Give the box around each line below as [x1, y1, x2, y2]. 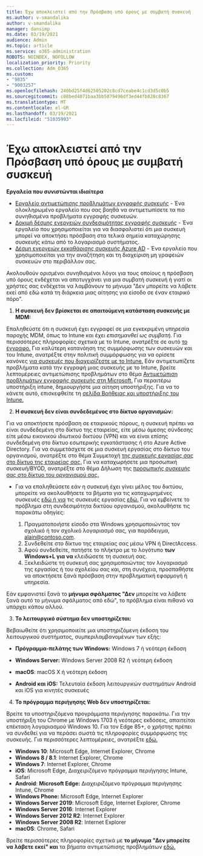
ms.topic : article [6, 43, 53, 49]
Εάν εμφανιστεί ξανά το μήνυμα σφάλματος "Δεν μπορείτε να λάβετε [6, 590, 187, 598]
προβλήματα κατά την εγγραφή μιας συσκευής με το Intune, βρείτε [6, 364, 176, 371]
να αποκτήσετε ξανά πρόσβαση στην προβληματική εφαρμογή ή [24, 572, 188, 579]
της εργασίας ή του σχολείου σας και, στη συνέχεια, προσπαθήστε [24, 565, 194, 573]
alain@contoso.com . [24, 533, 76, 541]
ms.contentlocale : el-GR [6, 104, 69, 111]
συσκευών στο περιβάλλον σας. [15, 258, 97, 265]
